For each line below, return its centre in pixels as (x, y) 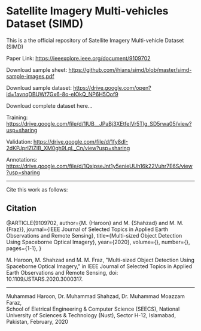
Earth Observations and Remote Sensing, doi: (62, 272)
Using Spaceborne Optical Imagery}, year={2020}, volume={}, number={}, (98, 242)
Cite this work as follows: (37, 189)
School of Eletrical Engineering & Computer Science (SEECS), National (93, 309)
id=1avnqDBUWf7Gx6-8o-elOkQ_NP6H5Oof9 (62, 94)
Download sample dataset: (39, 87)
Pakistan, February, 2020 (37, 321)
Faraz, (14, 302)
